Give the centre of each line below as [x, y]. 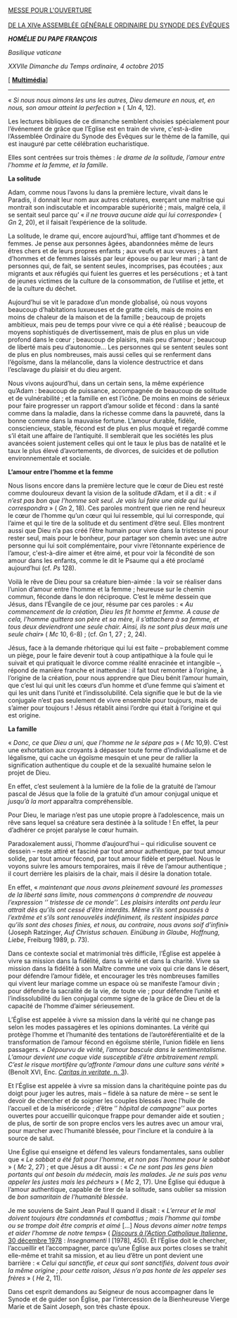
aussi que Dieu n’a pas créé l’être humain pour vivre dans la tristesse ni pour [118, 531]
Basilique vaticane [35, 53]
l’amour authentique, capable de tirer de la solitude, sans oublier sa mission [117, 1189]
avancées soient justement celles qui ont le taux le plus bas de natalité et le [117, 443]
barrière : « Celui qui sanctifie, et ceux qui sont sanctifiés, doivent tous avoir [118, 1263]
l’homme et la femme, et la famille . [58, 165]
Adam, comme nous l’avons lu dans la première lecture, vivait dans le [108, 192]
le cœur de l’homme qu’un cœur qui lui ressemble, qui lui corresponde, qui [116, 515]
